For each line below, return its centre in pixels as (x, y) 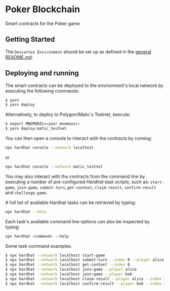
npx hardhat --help (26, 212)
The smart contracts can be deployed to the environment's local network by (84, 85)
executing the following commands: (42, 91)
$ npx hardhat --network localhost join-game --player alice (71, 270)
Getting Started (30, 39)
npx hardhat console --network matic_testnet (54, 166)
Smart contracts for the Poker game (42, 23)
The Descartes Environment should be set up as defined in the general (78, 51)
